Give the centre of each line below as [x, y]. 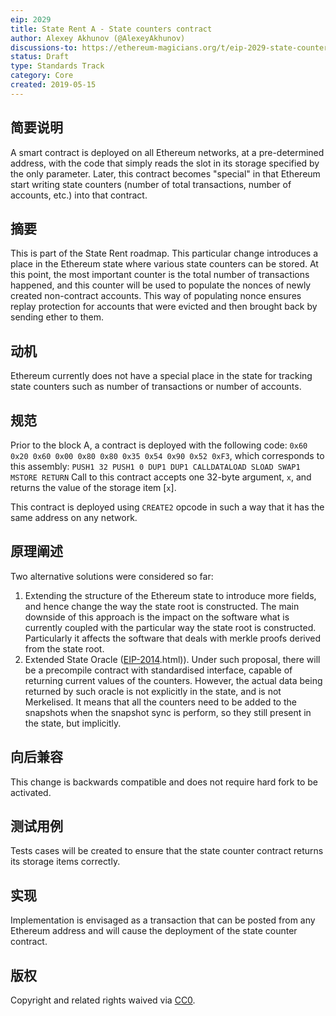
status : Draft [40, 57]
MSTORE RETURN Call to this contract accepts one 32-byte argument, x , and [161, 477]
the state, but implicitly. [73, 723]
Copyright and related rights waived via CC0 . [103, 1000]
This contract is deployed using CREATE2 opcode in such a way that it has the [167, 507]
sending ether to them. [57, 317]
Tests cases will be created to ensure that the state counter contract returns [167, 851]
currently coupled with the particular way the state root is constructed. [170, 627]
